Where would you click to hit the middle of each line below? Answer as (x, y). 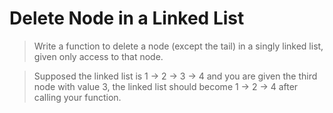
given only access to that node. (98, 56)
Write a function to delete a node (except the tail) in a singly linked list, (178, 46)
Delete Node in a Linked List (127, 18)
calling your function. (77, 97)
